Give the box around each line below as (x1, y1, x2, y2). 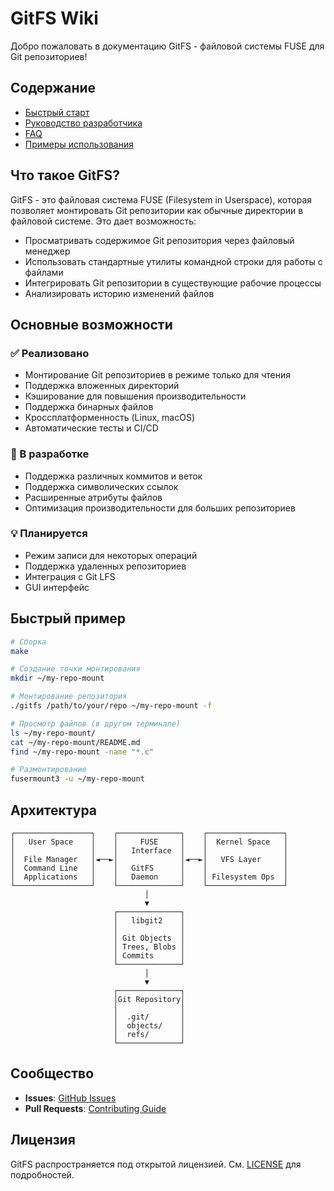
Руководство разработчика (24, 117, 143, 129)
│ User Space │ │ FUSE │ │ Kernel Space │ (10, 837, 288, 847)
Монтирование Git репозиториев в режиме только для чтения (24, 369, 291, 381)
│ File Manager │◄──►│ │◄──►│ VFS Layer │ (10, 854, 288, 864)
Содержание (10, 80, 97, 97)
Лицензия (10, 1132, 76, 1149)
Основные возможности (10, 316, 173, 333)
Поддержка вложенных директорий (24, 380, 180, 392)
